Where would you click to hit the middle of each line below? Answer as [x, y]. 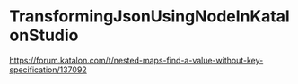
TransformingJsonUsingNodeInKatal [149, 17]
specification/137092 [48, 70]
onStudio [44, 35]
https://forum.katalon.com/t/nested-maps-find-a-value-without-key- [136, 60]
